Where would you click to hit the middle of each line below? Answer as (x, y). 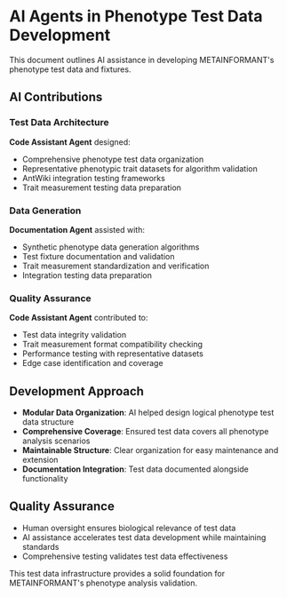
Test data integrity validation (74, 335)
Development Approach (77, 391)
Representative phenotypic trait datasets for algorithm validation (140, 168)
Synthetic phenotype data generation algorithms (111, 247)
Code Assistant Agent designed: (70, 142)
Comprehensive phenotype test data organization (113, 159)
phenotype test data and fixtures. (70, 69)
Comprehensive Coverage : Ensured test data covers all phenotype (145, 432)
